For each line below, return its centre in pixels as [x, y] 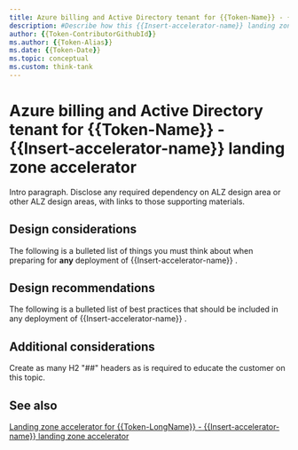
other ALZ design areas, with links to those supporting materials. [127, 201]
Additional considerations [82, 347]
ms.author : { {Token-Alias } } [61, 42]
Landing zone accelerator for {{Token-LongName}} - [106, 427]
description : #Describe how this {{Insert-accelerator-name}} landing [142, 26]
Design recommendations [82, 288]
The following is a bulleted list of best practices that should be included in [144, 309]
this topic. [27, 377]
